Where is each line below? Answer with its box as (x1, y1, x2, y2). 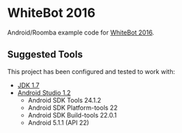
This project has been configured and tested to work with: (7, 67, 176, 75)
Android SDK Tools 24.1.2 (27, 96, 102, 104)
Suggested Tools (7, 49, 83, 61)
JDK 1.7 (17, 81, 40, 89)
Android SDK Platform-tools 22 (27, 103, 118, 112)
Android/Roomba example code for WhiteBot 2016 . (7, 28, 155, 37)
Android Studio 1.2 (17, 88, 72, 96)
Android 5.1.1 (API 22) (27, 118, 89, 127)
